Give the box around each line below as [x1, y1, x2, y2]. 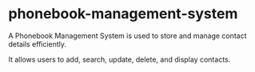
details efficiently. [8, 39, 66, 48]
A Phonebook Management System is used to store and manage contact [8, 31, 247, 40]
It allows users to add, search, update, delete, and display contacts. [8, 55, 231, 64]
